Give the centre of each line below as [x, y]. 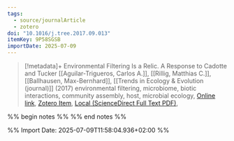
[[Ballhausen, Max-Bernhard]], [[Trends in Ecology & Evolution [114, 81]
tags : [15, 14]
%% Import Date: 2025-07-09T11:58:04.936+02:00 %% [88, 130]
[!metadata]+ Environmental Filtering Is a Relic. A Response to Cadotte [125, 66]
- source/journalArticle [50, 20]
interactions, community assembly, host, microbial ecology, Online [120, 96]
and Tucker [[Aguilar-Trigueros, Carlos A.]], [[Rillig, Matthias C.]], [118, 73]
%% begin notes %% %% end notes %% [67, 117]
